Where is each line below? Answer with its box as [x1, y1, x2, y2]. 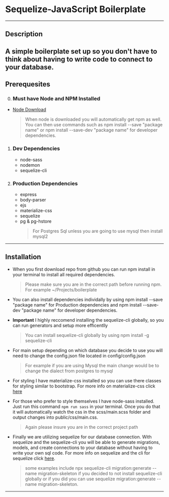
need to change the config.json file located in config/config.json [12, 353, 146, 359]
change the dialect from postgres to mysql [25, 368, 113, 374]
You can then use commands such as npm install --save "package [25, 122, 163, 128]
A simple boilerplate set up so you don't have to [5, 47, 157, 56]
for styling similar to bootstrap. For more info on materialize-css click [12, 383, 155, 389]
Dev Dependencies [12, 145, 60, 152]
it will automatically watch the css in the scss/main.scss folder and [12, 409, 151, 415]
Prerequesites [5, 80, 50, 89]
